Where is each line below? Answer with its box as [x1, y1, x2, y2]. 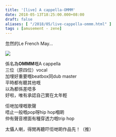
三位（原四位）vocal [5, 67, 48, 73]
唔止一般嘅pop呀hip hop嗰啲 [5, 109, 65, 115]
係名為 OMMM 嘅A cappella [5, 61, 61, 67]
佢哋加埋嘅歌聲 [5, 103, 36, 109]
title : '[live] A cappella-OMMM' [5, 7, 76, 13]
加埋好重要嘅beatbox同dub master [5, 74, 77, 80]
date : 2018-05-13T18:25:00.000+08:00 [5, 12, 85, 17]
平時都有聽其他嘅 [5, 80, 41, 86]
